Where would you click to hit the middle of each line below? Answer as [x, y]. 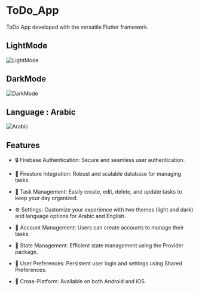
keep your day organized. [46, 198]
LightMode [27, 46]
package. [26, 252]
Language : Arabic [41, 112]
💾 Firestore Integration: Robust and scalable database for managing [98, 174]
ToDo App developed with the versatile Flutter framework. [77, 27]
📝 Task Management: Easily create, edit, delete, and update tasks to [98, 192]
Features [23, 145]
